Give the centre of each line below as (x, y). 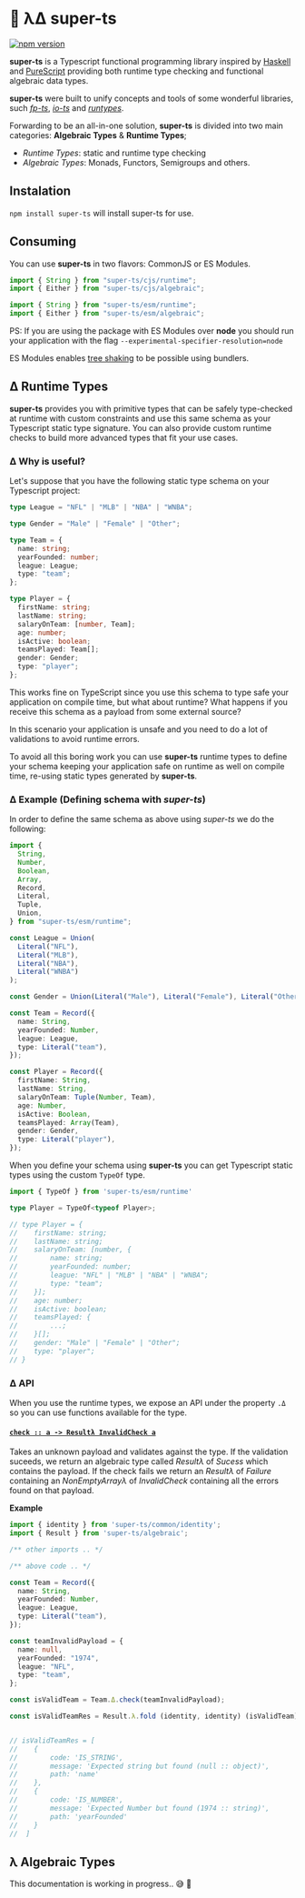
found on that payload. (52, 1491)
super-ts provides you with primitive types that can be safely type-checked (151, 408)
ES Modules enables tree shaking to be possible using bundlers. (129, 358)
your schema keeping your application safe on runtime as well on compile (147, 766)
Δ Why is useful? (48, 461)
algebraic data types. (49, 80)
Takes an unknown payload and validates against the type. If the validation (149, 1452)
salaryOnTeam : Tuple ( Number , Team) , (87, 1097)
